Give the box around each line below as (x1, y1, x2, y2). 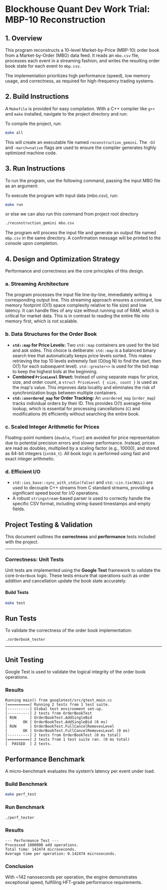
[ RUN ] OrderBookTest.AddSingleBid (5, 715, 92, 721)
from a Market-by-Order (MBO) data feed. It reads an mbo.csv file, (5, 52, 140, 58)
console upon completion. (5, 240, 59, 246)
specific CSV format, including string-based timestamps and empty (12, 501, 151, 507)
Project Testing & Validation (5, 520, 93, 529)
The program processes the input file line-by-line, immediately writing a (5, 292, 152, 297)
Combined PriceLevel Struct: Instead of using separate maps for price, (12, 374, 159, 380)
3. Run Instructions (5, 164, 66, 173)
